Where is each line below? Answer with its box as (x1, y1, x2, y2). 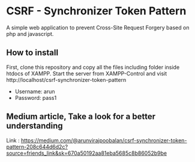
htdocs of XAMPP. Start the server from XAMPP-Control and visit (6, 70, 167, 77)
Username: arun (14, 88, 55, 95)
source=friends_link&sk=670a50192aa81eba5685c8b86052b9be (6, 149, 167, 157)
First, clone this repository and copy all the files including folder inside (6, 63, 180, 71)
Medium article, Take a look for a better (6, 112, 156, 122)
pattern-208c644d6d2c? (6, 143, 68, 150)
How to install (6, 48, 59, 58)
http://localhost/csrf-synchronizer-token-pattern (6, 76, 127, 83)
